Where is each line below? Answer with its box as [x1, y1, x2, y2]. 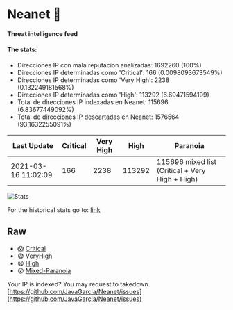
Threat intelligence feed [7, 29, 78, 38]
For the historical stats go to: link [7, 205, 101, 214]
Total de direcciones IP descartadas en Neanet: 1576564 [17, 113, 180, 121]
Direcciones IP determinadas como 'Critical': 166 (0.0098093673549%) [17, 68, 223, 76]
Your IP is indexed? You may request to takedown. [7, 279, 150, 288]
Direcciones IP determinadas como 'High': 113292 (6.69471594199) [17, 90, 209, 99]
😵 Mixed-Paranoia [17, 266, 71, 275]
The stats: [7, 45, 37, 54]
